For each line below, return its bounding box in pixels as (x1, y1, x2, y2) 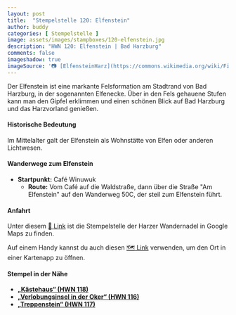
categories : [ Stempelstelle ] (7, 30, 99, 37)
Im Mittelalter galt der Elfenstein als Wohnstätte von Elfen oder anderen (7, 136, 214, 144)
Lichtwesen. (7, 143, 43, 152)
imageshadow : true (7, 56, 61, 63)
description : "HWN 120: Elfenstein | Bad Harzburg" (7, 43, 162, 50)
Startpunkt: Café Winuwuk (17, 175, 96, 184)
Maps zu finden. (7, 229, 55, 238)
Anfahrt (7, 206, 31, 214)
